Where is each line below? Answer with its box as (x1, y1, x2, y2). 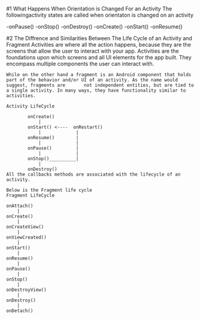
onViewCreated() (6, 234, 47, 240)
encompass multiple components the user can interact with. (6, 60, 154, 67)
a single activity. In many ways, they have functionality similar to (6, 88, 186, 94)
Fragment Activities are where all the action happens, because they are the (6, 41, 192, 48)
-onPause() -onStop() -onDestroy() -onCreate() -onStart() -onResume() (6, 23, 183, 30)
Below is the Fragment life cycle (6, 187, 93, 193)
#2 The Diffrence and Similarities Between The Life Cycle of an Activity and (6, 35, 193, 41)
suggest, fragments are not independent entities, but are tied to (6, 82, 195, 88)
